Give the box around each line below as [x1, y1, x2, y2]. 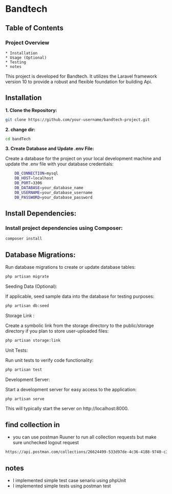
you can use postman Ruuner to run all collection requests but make [12, 434, 157, 440]
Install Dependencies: [5, 209, 77, 218]
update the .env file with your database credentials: [5, 161, 114, 167]
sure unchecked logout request [12, 440, 79, 446]
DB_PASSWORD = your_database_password [14, 195, 93, 200]
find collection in [5, 420, 60, 429]
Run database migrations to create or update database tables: [5, 264, 136, 270]
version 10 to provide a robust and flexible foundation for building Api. [5, 78, 153, 85]
